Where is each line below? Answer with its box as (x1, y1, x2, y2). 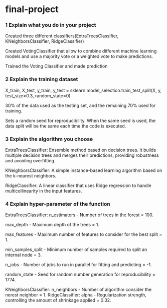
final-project (5, 4, 59, 15)
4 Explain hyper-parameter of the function (5, 201, 110, 207)
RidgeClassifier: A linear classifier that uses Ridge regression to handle (5, 182, 151, 189)
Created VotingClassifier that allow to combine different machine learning (5, 48, 157, 54)
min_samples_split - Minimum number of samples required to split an (5, 247, 147, 253)
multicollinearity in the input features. (5, 188, 82, 194)
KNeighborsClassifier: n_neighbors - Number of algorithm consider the (5, 286, 152, 293)
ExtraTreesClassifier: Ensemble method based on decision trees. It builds (5, 147, 156, 153)
